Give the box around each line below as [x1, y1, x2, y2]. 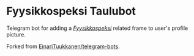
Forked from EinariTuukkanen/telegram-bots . [6, 43, 121, 50]
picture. [6, 30, 26, 38]
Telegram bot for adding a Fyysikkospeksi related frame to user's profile [6, 24, 188, 32]
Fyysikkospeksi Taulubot [6, 4, 136, 18]
